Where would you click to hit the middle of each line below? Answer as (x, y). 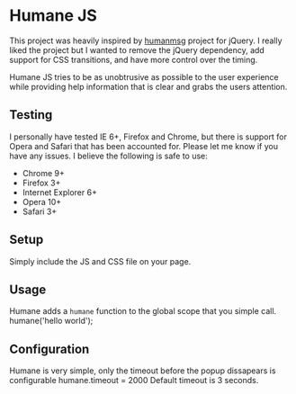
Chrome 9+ (44, 173)
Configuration (49, 349)
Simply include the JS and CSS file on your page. (100, 261)
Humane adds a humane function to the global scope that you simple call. (143, 311)
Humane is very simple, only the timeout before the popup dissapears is (143, 371)
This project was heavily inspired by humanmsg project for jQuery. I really (146, 40)
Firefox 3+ (41, 183)
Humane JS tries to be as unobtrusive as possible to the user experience (144, 76)
